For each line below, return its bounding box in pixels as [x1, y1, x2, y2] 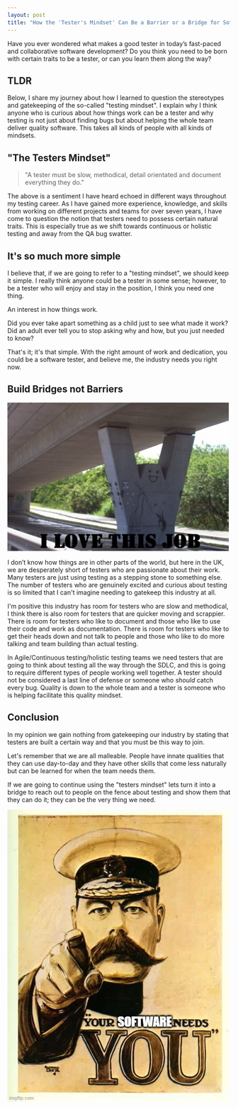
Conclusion [7, 711, 59, 724]
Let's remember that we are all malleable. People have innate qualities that [7, 751, 225, 760]
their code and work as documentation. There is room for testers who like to [7, 624, 229, 633]
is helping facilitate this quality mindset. [7, 691, 123, 699]
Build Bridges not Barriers [7, 383, 124, 395]
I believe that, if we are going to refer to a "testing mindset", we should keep [7, 269, 229, 277]
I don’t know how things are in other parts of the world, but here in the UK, [7, 558, 225, 566]
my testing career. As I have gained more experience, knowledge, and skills [7, 199, 228, 208]
